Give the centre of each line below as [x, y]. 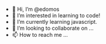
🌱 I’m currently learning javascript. [55, 22]
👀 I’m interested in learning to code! [56, 15]
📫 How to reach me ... [40, 35]
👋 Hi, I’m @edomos [36, 9]
